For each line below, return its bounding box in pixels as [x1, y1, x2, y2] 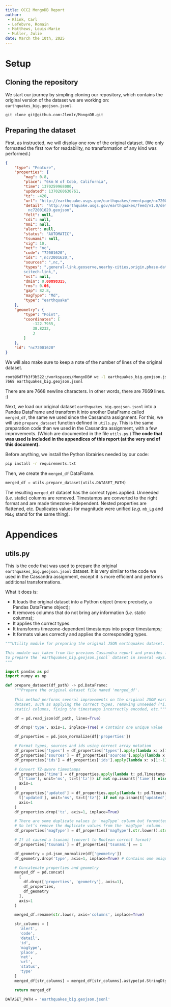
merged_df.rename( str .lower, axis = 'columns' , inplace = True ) [14, 912, 145, 917]
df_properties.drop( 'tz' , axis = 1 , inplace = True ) [14, 809, 120, 814]
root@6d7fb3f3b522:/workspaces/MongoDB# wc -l [5, 374, 106, 380]
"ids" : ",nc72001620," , [23, 255, 74, 260]
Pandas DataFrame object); [12, 604, 70, 611]
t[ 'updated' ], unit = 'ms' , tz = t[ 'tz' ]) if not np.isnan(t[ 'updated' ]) [18, 795, 169, 800]
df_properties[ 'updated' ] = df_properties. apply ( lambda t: [14, 790, 142, 796]
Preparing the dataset [5, 126, 76, 135]
